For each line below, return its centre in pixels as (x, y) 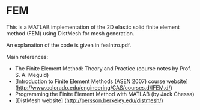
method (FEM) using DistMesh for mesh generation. (70, 33)
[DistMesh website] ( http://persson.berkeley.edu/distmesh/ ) (89, 100)
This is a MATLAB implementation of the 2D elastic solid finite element (93, 27)
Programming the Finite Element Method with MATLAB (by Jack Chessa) (105, 94)
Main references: (27, 57)
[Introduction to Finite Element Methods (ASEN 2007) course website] (101, 81)
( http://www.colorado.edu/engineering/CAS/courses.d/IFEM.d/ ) (94, 87)
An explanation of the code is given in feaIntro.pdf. (69, 45)
